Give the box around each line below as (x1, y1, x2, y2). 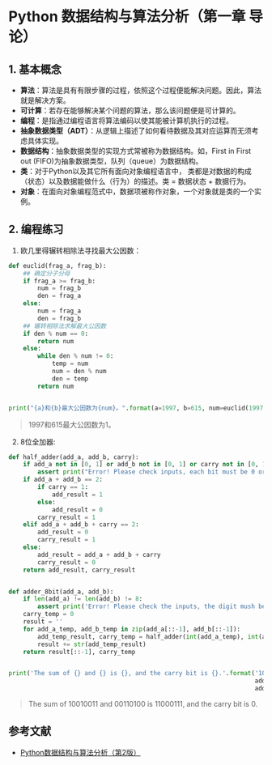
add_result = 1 (51, 491, 104, 499)
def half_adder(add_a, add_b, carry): (8, 453, 139, 461)
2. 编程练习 (8, 223, 64, 236)
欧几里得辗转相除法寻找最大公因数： (19, 245, 142, 255)
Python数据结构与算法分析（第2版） (19, 747, 141, 757)
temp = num (51, 359, 89, 368)
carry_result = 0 (37, 558, 96, 567)
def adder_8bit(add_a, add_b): (8, 588, 114, 596)
